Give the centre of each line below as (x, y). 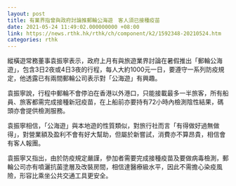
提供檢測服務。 (47, 111)
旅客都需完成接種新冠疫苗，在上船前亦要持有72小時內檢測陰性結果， (118, 102)
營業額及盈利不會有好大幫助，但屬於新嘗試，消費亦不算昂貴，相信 (124, 135)
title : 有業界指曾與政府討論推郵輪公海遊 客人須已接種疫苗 (84, 20)
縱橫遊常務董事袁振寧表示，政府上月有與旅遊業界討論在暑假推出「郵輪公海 (115, 61)
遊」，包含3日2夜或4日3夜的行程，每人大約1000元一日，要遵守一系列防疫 (113, 69)
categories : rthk (33, 40)
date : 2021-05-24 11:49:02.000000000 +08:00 (73, 27)
